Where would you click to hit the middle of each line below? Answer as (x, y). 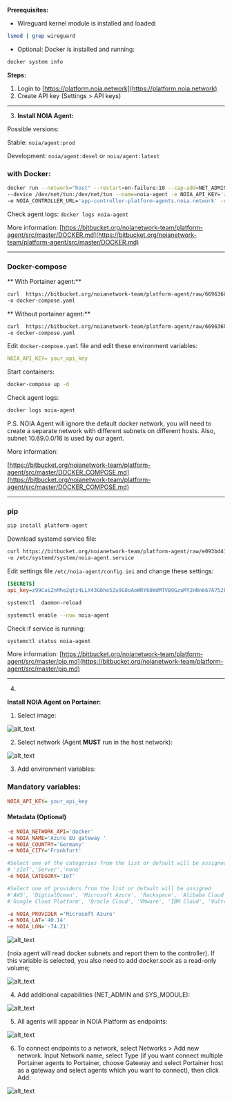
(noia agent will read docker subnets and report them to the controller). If (111, 953)
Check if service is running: (46, 629)
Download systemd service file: (52, 539)
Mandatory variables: (44, 787)
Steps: (17, 75)
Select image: (37, 716)
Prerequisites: (28, 10)
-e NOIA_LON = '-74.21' (38, 927)
